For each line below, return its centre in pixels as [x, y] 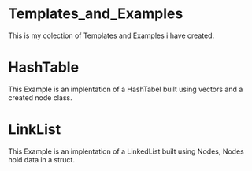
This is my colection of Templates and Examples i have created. [111, 35]
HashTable [44, 67]
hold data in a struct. [41, 159]
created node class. [40, 97]
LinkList [35, 130]
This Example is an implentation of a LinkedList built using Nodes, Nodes [126, 151]
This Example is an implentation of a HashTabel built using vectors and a [126, 89]
